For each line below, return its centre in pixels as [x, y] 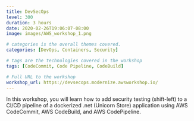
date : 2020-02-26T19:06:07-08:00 [48, 28]
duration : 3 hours [29, 23]
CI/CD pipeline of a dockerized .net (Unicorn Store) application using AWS [97, 106]
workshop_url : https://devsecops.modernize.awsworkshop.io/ [82, 82]
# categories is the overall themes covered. [63, 44]
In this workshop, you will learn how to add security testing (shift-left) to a [97, 99]
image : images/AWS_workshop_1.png [49, 34]
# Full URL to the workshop [41, 77]
